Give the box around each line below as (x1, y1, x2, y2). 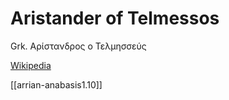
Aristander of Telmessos (10, 7, 220, 30)
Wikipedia (10, 59, 52, 71)
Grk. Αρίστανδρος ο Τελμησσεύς (10, 40, 147, 52)
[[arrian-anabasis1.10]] (10, 78, 103, 91)
